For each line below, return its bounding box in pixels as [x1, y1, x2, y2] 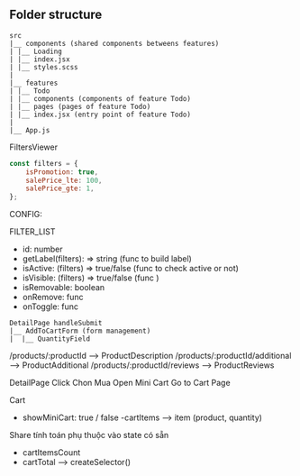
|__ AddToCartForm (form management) [9, 326, 151, 336]
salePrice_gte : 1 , [25, 184, 95, 193]
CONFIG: [9, 209, 42, 220]
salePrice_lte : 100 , [25, 176, 103, 185]
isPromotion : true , [25, 167, 99, 177]
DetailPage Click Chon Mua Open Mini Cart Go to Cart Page [9, 378, 232, 389]
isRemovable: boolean [22, 282, 105, 293]
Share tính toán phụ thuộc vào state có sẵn [9, 430, 169, 441]
